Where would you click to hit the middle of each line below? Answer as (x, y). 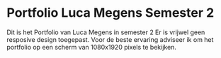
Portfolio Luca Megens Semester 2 (110, 13)
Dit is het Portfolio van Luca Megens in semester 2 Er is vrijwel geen (106, 32)
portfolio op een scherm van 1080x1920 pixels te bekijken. (91, 47)
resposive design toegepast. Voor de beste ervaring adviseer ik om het (110, 39)
